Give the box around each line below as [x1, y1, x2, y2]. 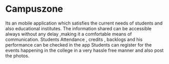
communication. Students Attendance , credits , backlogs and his [5, 36, 143, 42]
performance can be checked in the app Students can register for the [5, 41, 152, 48]
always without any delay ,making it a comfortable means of [5, 31, 132, 37]
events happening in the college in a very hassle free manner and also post [5, 47, 164, 53]
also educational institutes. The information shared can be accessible [5, 25, 152, 31]
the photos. [5, 52, 30, 59]
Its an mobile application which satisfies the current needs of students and [5, 20, 163, 26]
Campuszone [5, 3, 64, 15]
